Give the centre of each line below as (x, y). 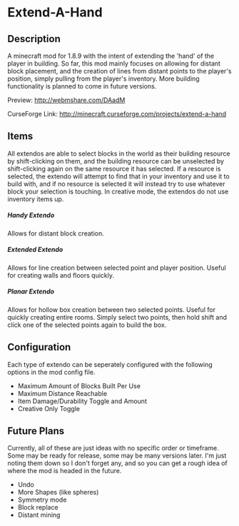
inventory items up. (36, 199)
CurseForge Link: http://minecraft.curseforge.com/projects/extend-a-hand (117, 114)
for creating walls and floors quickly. (61, 275)
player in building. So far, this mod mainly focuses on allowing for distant (114, 64)
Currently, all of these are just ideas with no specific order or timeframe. (113, 448)
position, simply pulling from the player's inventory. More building (103, 79)
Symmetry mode (42, 500)
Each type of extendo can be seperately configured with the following (110, 364)
